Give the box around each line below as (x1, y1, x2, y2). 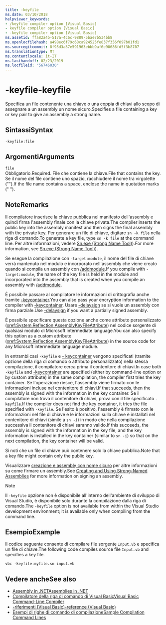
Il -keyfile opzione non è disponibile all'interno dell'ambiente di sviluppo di (5, 492, 160, 498)
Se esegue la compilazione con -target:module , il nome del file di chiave (5, 255, 154, 261)
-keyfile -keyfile (5, 84, 71, 96)
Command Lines (12, 615, 46, 621)
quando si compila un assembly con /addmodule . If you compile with (5, 266, 146, 272)
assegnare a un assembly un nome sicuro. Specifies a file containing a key (5, 106, 157, 112)
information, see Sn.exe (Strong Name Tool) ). (5, 245, 98, 252)
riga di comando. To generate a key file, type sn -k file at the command (5, 235, 154, 241)
